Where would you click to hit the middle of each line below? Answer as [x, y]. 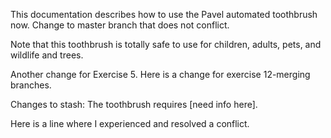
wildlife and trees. [47, 55]
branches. [31, 85]
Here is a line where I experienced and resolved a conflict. [130, 123]
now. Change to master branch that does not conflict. [120, 25]
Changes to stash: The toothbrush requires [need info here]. [134, 104]
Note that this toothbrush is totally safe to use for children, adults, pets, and [166, 44]
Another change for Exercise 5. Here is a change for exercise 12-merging [160, 74]
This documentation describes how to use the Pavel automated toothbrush [164, 14]
